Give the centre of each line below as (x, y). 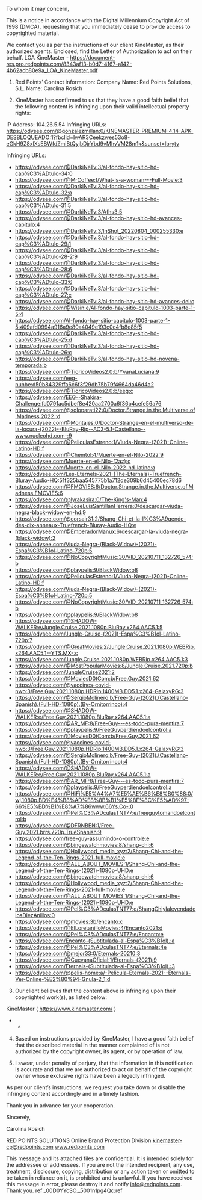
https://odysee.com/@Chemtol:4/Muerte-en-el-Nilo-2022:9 (89, 455)
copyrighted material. (33, 33)
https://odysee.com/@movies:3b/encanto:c (69, 921)
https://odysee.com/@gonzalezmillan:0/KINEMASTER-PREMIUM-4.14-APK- (100, 131)
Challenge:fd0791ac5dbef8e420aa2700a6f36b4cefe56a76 (88, 404)
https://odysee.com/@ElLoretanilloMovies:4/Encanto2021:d (89, 928)
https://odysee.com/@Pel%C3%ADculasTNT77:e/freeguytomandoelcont (105, 813)
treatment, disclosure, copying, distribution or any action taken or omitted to (100, 1171)
